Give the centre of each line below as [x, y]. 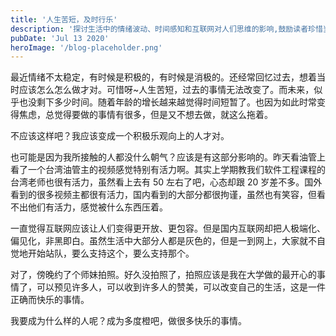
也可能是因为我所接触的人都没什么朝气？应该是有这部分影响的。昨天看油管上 [168, 157]
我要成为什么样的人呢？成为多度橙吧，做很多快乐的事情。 [128, 321]
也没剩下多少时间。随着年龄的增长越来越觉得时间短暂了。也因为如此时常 [167, 102]
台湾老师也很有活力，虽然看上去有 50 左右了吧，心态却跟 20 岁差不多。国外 [166, 182]
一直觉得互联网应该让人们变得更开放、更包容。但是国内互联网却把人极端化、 [168, 228]
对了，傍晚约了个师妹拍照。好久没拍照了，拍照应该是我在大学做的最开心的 [163, 275]
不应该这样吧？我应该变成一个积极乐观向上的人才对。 [120, 136]
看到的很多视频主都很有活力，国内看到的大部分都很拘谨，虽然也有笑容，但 [163, 195]
